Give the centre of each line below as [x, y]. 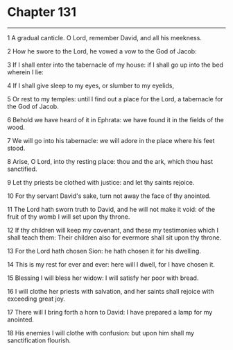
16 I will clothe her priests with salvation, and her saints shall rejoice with [111, 291]
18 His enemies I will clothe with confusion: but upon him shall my [101, 333]
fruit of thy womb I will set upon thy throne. [69, 217]
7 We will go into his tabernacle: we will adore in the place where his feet [111, 140]
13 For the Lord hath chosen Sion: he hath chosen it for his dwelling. [104, 251]
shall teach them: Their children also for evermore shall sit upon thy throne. [114, 237]
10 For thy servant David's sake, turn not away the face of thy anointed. [109, 196]
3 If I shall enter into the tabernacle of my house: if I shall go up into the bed [115, 65]
